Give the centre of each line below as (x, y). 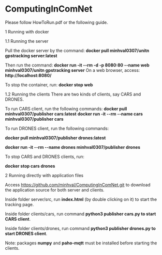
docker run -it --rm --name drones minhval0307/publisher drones (73, 147)
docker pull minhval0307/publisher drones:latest (55, 138)
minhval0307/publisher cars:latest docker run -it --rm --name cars (74, 114)
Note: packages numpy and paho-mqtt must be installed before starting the (81, 243)
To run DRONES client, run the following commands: (57, 128)
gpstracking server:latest (31, 56)
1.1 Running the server (27, 41)
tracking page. (19, 204)
